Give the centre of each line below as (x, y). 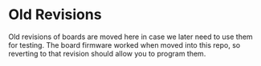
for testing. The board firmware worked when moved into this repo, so (124, 45)
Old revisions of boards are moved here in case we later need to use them (130, 37)
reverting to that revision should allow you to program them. (107, 53)
